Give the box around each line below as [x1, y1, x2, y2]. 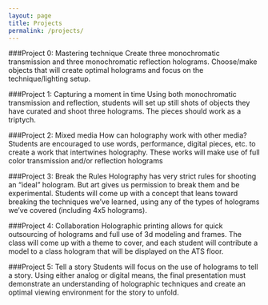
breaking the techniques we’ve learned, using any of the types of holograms [8, 197, 260, 207]
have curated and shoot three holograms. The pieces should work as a [8, 106, 242, 116]
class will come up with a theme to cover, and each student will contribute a [8, 238, 258, 248]
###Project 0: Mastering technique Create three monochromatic [8, 49, 220, 58]
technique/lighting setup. [8, 74, 91, 84]
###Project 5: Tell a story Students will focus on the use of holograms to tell [8, 262, 258, 272]
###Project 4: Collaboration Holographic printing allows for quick [8, 221, 223, 231]
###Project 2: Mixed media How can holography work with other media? [8, 130, 247, 140]
